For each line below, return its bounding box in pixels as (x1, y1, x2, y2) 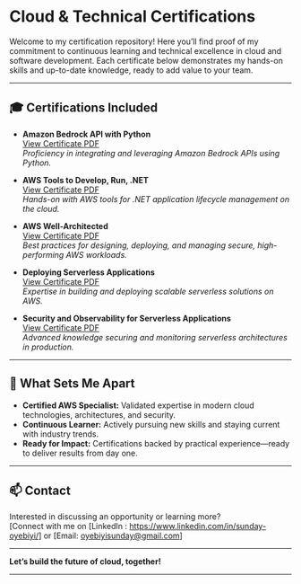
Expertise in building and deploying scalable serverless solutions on (21, 286, 274, 296)
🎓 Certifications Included (9, 101, 159, 116)
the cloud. (21, 203, 60, 214)
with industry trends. (21, 429, 99, 439)
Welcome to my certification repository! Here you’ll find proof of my (9, 36, 259, 47)
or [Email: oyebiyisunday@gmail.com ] (43, 530, 184, 541)
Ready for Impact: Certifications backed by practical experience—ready (21, 438, 290, 448)
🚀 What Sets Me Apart (9, 376, 136, 392)
